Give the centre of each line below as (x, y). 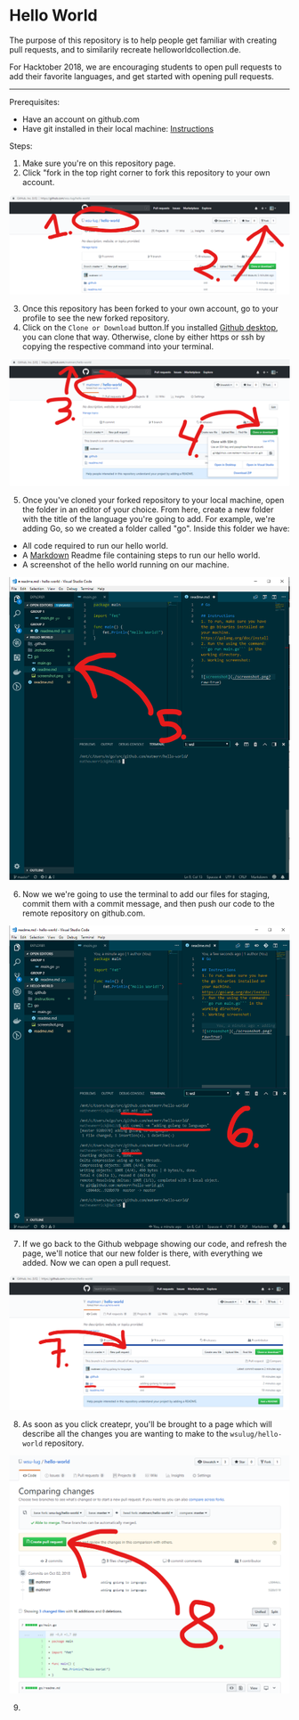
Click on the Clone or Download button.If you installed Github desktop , (150, 327)
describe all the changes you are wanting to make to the (125, 1433)
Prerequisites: (35, 102)
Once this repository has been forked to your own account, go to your (150, 308)
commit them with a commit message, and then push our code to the (148, 903)
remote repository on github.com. (84, 913)
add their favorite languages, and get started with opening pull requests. (141, 76)
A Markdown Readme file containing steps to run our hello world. (141, 555)
